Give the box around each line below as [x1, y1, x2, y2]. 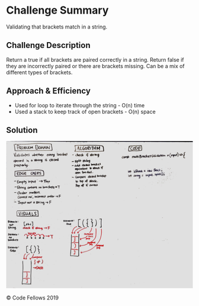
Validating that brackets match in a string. [6, 23, 108, 30]
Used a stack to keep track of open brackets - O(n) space [14, 108, 156, 115]
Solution [6, 125, 38, 135]
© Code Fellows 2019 [6, 294, 59, 301]
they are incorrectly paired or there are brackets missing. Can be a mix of [6, 62, 185, 69]
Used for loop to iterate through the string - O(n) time [14, 101, 145, 109]
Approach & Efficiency [6, 86, 91, 96]
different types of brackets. [6, 69, 73, 76]
